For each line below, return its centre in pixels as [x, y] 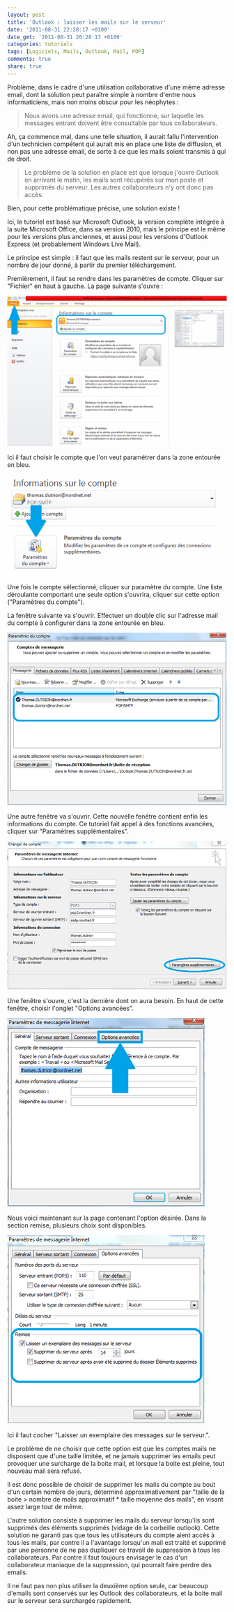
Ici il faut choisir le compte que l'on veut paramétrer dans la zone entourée [114, 457]
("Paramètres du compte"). [46, 602]
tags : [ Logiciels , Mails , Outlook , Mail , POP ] [76, 52]
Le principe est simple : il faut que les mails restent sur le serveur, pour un [113, 257]
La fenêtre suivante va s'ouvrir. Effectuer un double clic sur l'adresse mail [112, 615]
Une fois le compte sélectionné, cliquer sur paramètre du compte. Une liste [115, 586]
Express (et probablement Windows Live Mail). [74, 244]
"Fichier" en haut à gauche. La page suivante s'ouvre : [85, 286]
